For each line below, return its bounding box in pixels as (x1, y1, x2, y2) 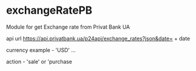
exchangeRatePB (6, 4, 93, 17)
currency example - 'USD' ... (6, 46, 76, 54)
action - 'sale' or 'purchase (6, 58, 72, 65)
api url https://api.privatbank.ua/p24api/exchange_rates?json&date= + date (6, 35, 190, 42)
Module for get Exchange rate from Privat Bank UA (6, 23, 130, 30)
